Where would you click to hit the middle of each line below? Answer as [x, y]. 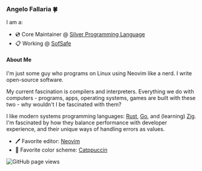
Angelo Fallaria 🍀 [32, 9]
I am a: [15, 22]
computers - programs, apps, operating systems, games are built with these [101, 98]
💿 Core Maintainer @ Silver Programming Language [80, 35]
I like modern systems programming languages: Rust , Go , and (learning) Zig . [101, 116]
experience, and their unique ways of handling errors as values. [86, 129]
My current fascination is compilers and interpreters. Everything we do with [100, 91]
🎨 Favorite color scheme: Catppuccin [61, 150]
